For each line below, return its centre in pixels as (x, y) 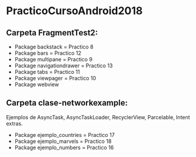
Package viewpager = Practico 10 (55, 78)
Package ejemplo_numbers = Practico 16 (64, 147)
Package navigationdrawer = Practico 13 (64, 66)
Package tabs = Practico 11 (47, 72)
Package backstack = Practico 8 (54, 47)
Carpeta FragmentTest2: (52, 33)
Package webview (37, 84)
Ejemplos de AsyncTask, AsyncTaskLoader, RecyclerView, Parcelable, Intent (98, 117)
